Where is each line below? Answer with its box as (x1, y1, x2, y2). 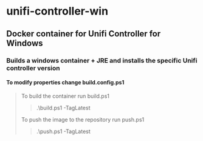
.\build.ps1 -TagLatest (36, 104, 91, 111)
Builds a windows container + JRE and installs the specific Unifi (6, 56, 198, 64)
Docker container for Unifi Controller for (6, 29, 161, 39)
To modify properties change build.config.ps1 (6, 79, 125, 86)
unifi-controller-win (6, 4, 108, 18)
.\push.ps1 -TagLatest (36, 128, 91, 135)
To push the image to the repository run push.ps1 (21, 115, 145, 123)
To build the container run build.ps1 (21, 92, 110, 100)
